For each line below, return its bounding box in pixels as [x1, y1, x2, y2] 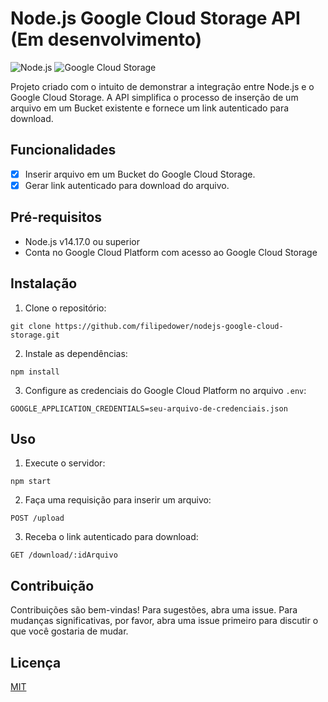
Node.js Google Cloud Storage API [10, 7, 301, 30]
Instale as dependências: [24, 347, 128, 359]
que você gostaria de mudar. [10, 625, 129, 637]
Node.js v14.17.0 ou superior [24, 235, 140, 247]
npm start [10, 477, 52, 487]
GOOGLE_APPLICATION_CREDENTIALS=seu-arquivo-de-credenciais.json [10, 403, 288, 414]
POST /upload [10, 513, 65, 524]
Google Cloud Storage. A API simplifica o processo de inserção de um [10, 91, 299, 103]
